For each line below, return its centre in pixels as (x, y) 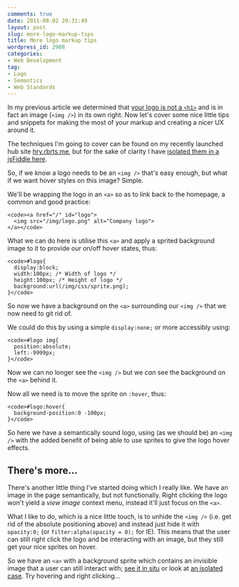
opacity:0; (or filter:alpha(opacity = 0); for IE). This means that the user (119, 532)
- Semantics (25, 80)
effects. (19, 448)
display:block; (36, 268)
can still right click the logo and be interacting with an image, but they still (116, 539)
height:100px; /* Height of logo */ (68, 280)
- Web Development (35, 61)
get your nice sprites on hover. (52, 547)
